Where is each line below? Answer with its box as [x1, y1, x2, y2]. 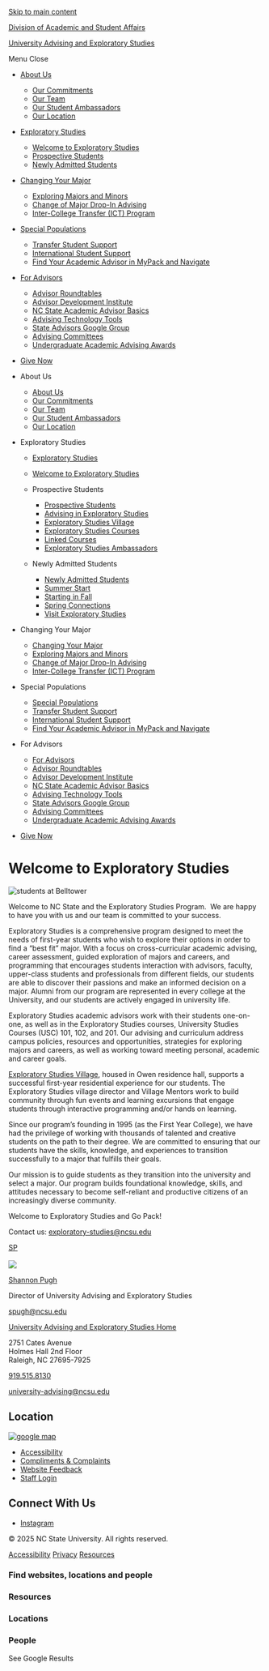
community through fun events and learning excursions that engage [8, 1095, 234, 1105]
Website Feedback [19, 1464, 82, 1474]
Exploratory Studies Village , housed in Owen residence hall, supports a [8, 1069, 245, 1079]
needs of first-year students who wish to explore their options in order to [8, 934, 250, 944]
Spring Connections [44, 600, 111, 610]
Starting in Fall [44, 592, 93, 601]
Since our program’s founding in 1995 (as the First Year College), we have [8, 1119, 253, 1129]
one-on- [222, 1011, 250, 1020]
